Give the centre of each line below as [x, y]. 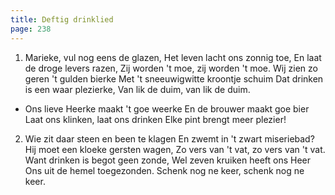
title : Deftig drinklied [62, 19]
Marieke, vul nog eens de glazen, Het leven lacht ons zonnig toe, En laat [173, 57]
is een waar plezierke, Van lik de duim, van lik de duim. [137, 89]
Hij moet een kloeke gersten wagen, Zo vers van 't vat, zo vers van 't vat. [175, 149]
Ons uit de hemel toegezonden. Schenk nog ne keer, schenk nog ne [164, 170]
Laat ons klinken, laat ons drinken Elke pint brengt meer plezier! [155, 119]
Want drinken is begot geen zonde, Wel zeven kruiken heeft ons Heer [168, 160]
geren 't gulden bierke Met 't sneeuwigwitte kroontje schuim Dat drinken [174, 78]
